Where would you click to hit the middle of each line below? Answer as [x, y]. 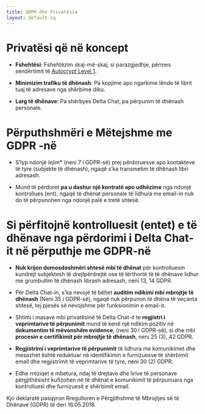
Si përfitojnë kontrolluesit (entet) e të [102, 225]
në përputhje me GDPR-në [83, 251]
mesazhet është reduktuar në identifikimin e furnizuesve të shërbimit [102, 355]
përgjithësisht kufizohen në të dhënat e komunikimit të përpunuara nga [104, 380]
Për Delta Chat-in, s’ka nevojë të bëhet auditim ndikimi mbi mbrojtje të [104, 292]
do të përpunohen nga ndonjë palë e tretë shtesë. [77, 200]
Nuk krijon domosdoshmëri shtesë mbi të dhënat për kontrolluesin [100, 268]
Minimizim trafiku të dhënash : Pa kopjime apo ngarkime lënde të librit [103, 83]
